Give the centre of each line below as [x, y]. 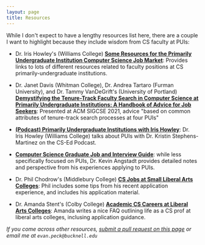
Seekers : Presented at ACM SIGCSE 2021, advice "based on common [103, 111]
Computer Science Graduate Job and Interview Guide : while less [98, 154]
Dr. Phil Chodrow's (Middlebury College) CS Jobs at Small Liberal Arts [104, 179]
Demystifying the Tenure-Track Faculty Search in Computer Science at [107, 98]
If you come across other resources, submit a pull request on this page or [99, 229]
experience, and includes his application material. [77, 192]
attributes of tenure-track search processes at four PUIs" [87, 118]
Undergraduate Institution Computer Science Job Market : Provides [101, 60]
